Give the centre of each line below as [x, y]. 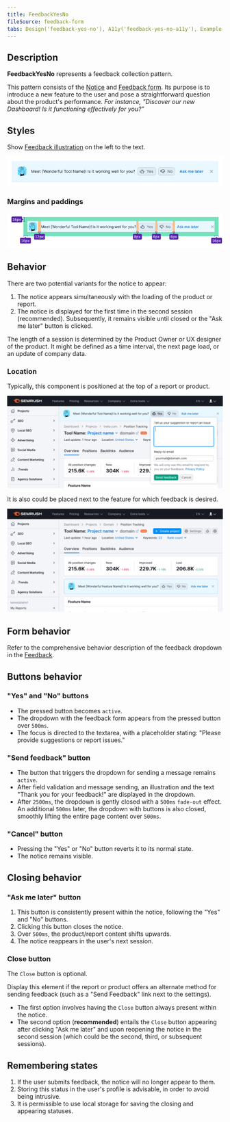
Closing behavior [44, 877]
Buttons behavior [44, 677]
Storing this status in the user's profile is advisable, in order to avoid [113, 1089]
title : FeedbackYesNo [38, 14]
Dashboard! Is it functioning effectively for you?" [76, 109]
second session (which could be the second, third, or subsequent [110, 1036]
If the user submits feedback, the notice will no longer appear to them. [116, 1082]
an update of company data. [47, 353]
